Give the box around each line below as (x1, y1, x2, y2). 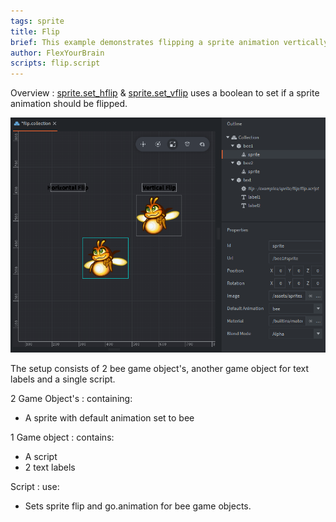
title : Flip (10, 26, 60, 37)
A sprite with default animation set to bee (24, 412, 195, 424)
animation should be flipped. (10, 98, 128, 110)
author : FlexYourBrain (10, 48, 105, 58)
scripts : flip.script (10, 58, 101, 69)
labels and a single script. (10, 373, 116, 385)
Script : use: (10, 481, 60, 493)
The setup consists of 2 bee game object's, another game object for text (10, 363, 309, 375)
